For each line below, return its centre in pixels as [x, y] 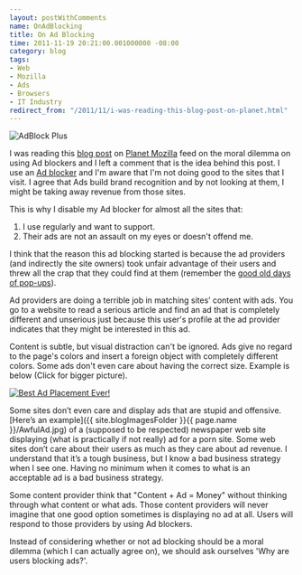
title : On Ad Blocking [52, 34]
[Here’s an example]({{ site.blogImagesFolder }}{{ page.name [123, 420]
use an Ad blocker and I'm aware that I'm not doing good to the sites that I [147, 173]
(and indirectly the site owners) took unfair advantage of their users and [143, 264]
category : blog [38, 52]
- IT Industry [36, 102]
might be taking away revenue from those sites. [98, 192]
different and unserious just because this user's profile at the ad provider [145, 320]
